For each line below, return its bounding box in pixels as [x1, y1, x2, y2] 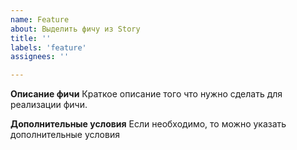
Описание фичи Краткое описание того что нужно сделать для [10, 88, 283, 100]
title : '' [10, 33, 52, 43]
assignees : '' [10, 52, 70, 62]
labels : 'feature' [10, 42, 87, 53]
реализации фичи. [10, 99, 88, 111]
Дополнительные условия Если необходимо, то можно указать [10, 118, 287, 130]
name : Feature [10, 14, 70, 25]
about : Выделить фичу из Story [10, 24, 141, 34]
